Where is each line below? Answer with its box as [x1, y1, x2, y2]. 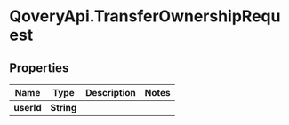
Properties [9, 60, 69, 75]
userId [13, 102, 42, 113]
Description [85, 87, 136, 98]
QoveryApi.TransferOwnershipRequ [9, 6, 281, 27]
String [50, 102, 77, 113]
